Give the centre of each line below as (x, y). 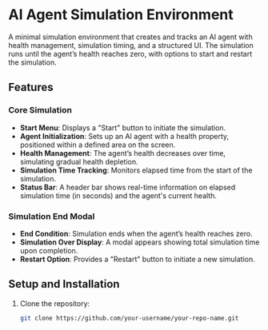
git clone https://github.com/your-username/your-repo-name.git (129, 318)
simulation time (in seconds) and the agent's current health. (118, 195)
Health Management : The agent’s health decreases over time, (123, 153)
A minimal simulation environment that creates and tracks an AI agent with (131, 37)
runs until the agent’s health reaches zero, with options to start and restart (130, 54)
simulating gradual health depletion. (79, 161)
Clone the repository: (55, 303)
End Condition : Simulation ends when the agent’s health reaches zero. (136, 233)
